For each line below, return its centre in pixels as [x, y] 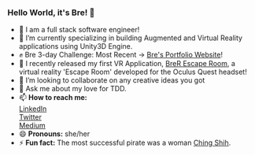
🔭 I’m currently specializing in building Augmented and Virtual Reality [131, 38]
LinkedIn [33, 109]
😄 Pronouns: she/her [54, 134]
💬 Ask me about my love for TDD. [72, 89]
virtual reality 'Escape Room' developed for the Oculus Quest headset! [133, 72]
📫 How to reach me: [53, 98]
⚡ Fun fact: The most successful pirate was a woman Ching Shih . [125, 143]
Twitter [30, 117]
